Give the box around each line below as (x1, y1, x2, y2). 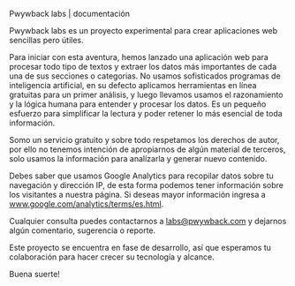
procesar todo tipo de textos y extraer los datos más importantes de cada (9, 62, 277, 71)
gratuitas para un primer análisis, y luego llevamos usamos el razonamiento (9, 89, 284, 100)
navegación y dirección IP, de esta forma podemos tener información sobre (9, 180, 284, 190)
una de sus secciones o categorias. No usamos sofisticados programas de (9, 71, 281, 81)
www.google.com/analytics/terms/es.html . (9, 199, 164, 209)
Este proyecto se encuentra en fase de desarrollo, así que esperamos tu (9, 243, 272, 252)
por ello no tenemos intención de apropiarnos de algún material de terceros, (9, 144, 286, 154)
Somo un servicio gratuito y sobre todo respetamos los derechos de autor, (9, 135, 280, 145)
